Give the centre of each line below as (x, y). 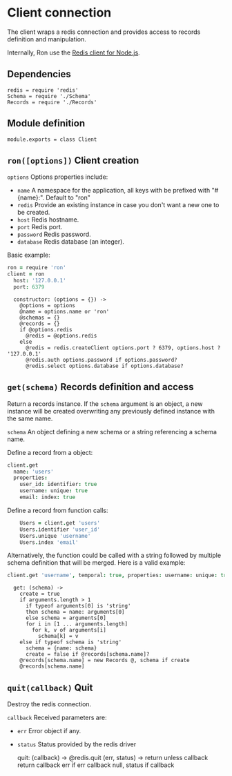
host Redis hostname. (48, 220)
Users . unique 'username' (55, 536)
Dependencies (39, 74)
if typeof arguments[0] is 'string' (78, 606)
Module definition (46, 123)
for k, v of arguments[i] (69, 630)
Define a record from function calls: (58, 510)
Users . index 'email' (49, 542)
